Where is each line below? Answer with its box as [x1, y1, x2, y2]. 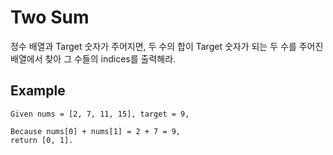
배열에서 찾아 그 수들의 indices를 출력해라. [10, 52, 177, 65]
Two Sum [10, 6, 90, 29]
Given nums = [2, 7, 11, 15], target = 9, [10, 109, 190, 119]
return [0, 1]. [10, 135, 74, 145]
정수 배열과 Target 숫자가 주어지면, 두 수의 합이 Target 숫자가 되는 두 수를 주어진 [10, 40, 324, 52]
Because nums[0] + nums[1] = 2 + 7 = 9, [10, 126, 182, 136]
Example [10, 82, 66, 100]
